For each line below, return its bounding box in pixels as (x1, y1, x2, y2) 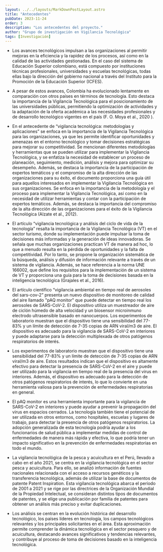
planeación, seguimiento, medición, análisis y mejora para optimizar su (12, 159, 154, 165)
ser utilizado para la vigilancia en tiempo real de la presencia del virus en (12, 368, 158, 374)
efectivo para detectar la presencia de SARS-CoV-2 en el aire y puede (12, 363, 152, 369)
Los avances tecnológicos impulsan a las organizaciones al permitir (12, 47, 147, 53)
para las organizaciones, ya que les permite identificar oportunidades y (12, 133, 155, 139)
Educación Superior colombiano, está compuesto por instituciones (12, 63, 146, 69)
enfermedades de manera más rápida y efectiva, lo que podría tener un (12, 435, 155, 441)
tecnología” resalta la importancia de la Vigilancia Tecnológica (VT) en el (12, 226, 158, 231)
